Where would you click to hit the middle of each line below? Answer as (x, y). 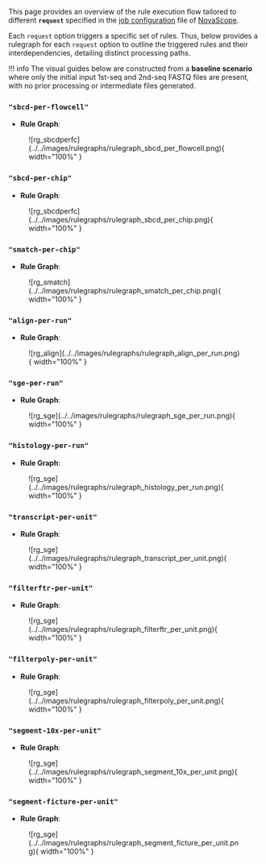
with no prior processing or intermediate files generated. (102, 85)
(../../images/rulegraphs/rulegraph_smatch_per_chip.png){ (125, 290)
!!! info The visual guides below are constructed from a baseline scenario (130, 69)
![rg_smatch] (50, 282)
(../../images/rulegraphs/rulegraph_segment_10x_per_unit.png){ (133, 771)
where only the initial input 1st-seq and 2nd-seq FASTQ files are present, (129, 77)
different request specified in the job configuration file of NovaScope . (124, 20)
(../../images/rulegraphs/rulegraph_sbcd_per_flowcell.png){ (127, 148)
